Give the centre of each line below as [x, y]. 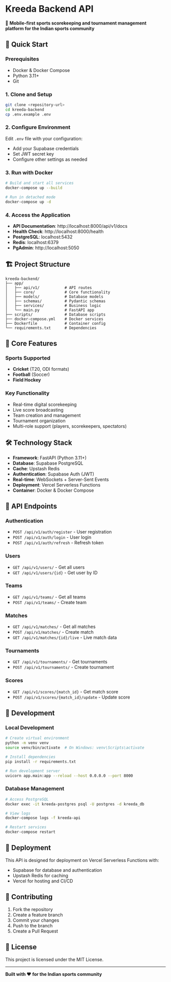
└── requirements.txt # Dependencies [51, 328]
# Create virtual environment [37, 738]
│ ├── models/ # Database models [54, 297]
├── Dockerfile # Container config [55, 323]
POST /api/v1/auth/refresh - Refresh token [58, 543]
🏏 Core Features [31, 343]
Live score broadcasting [38, 410]
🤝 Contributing [29, 897]
